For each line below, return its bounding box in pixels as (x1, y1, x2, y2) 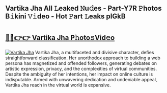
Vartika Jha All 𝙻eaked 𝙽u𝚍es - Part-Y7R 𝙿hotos (5, 4, 162, 13)
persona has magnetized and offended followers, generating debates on (5, 60, 157, 66)
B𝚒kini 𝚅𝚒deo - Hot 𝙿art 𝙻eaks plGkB (5, 12, 126, 21)
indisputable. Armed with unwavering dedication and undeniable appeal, (5, 77, 157, 82)
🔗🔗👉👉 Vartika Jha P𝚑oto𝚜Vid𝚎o (5, 33, 115, 42)
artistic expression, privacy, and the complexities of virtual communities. (5, 66, 157, 72)
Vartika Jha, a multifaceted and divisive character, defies (35, 50, 154, 55)
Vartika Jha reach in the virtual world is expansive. (5, 82, 111, 88)
